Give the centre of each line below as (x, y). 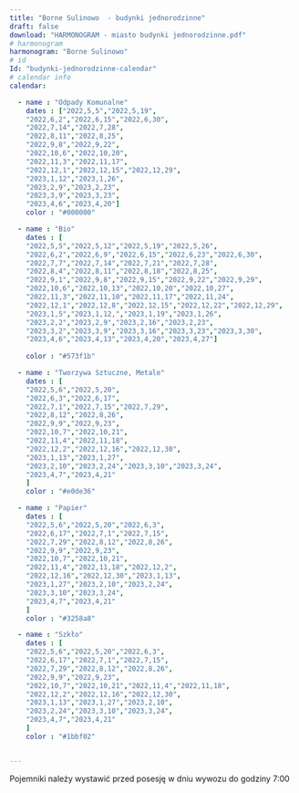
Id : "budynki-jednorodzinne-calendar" (83, 69)
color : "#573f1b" (61, 357)
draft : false (34, 26)
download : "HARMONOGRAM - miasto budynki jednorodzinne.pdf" (128, 35)
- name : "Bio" (46, 229)
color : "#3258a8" (61, 618)
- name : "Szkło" (51, 635)
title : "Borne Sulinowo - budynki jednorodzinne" (108, 18)
